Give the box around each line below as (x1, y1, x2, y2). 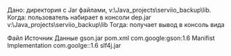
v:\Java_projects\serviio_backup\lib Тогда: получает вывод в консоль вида (7, 21, 225, 28)
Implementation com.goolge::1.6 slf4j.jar (7, 41, 121, 49)
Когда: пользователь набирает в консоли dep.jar (7, 13, 151, 21)
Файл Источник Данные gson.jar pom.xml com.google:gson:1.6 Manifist (7, 34, 215, 42)
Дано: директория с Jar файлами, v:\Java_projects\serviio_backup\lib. (7, 6, 212, 14)
